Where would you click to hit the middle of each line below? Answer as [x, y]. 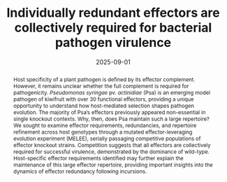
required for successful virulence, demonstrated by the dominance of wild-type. [111, 152]
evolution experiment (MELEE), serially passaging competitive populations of [107, 138]
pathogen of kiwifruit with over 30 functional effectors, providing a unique [103, 99]
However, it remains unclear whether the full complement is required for [101, 86]
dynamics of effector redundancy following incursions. [80, 171]
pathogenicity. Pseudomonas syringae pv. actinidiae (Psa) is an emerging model [112, 92]
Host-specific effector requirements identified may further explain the [98, 158]
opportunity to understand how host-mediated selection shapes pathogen [104, 105]
